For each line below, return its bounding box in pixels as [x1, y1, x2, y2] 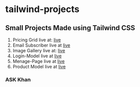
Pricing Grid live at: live [12, 37, 61, 43]
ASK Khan [5, 76, 31, 83]
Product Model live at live [12, 64, 66, 69]
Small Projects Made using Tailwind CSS [5, 24, 135, 32]
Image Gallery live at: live [12, 48, 65, 53]
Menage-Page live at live [12, 58, 65, 64]
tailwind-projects [5, 4, 80, 15]
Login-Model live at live [12, 53, 62, 59]
